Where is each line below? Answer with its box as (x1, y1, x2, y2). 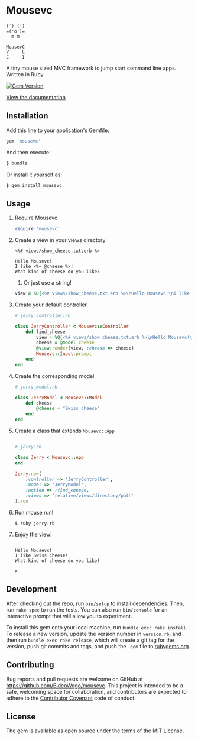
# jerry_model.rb (14, 384, 58, 390)
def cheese (25, 400, 53, 406)
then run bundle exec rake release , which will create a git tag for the (6, 636, 174, 644)
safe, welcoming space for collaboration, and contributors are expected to (6, 688, 187, 695)
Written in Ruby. (6, 70, 45, 77)
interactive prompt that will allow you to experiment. (6, 612, 132, 619)
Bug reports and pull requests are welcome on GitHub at (6, 676, 144, 683)
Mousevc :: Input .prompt (36, 351, 92, 357)
